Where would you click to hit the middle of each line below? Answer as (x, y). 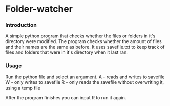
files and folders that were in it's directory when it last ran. (67, 52)
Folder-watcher (39, 9)
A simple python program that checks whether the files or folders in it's (80, 36)
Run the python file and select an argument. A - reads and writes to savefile (85, 77)
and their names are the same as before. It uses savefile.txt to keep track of (85, 47)
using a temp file (23, 88)
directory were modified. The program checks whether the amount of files (84, 41)
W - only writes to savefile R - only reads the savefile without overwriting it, (85, 82)
